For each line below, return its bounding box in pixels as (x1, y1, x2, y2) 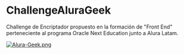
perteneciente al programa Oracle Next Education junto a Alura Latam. (6, 29, 179, 36)
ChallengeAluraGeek (6, 4, 111, 17)
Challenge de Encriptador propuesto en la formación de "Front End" (6, 23, 173, 30)
